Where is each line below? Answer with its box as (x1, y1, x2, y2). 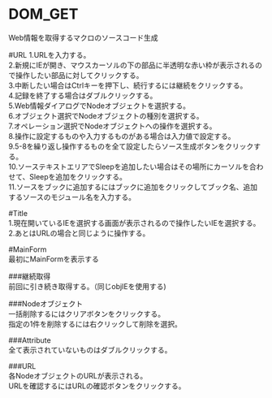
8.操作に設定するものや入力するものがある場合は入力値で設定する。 (8, 131, 235, 141)
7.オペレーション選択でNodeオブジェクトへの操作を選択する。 (8, 121, 217, 131)
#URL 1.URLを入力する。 (8, 50, 91, 59)
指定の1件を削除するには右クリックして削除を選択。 (8, 318, 183, 329)
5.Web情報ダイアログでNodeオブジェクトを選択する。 (8, 101, 191, 110)
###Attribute (8, 335, 51, 345)
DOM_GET (8, 5, 79, 24)
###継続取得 (8, 271, 51, 281)
